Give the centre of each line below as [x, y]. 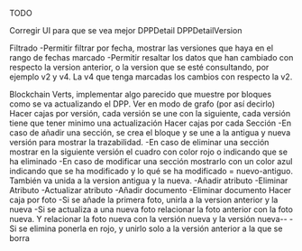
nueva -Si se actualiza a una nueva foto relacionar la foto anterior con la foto [151, 209]
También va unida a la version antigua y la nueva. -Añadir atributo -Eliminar [149, 181]
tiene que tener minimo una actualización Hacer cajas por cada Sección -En [150, 123]
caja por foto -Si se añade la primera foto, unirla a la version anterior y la [144, 200]
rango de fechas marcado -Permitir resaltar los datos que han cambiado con [151, 57]
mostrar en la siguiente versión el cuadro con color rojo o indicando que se [149, 152]
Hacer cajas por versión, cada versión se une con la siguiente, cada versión [150, 113]
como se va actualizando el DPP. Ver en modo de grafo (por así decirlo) [142, 104]
